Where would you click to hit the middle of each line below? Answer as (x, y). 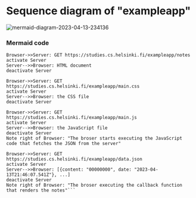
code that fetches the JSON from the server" (63, 144)
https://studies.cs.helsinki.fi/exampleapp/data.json (74, 159)
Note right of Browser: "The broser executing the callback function (94, 186)
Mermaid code (28, 43)
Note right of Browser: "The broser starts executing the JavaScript (94, 139)
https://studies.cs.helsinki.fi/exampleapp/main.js (71, 118)
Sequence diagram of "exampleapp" (99, 11)
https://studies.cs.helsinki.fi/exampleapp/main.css (73, 87)
